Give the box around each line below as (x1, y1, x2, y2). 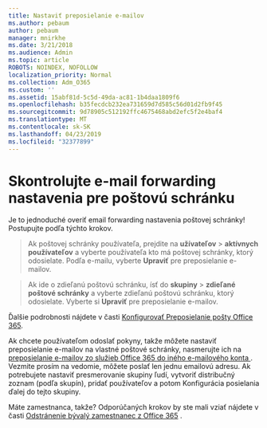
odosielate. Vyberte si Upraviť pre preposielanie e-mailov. (27, 296, 219, 307)
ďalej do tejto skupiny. (8, 387, 81, 397)
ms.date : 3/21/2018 (8, 41, 73, 49)
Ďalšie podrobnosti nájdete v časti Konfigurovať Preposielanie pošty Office (8, 312, 253, 322)
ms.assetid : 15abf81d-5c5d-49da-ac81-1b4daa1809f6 (8, 93, 180, 101)
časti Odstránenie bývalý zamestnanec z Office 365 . (8, 411, 183, 421)
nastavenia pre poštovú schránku (8, 189, 235, 207)
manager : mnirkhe (8, 33, 66, 42)
